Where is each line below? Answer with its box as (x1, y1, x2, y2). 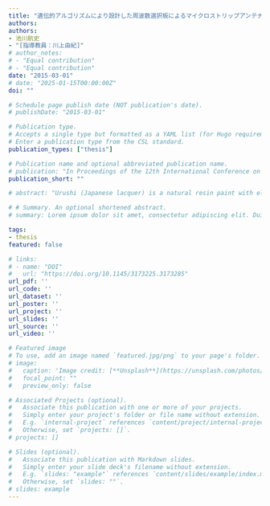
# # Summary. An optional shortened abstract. (8, 204, 167, 212)
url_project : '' (8, 307, 63, 316)
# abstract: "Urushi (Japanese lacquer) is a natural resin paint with (8, 190, 253, 198)
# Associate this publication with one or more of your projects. (8, 403, 243, 412)
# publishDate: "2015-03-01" (8, 108, 106, 116)
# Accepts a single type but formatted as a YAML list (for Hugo (8, 130, 231, 139)
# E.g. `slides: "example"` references (8, 471, 149, 479)
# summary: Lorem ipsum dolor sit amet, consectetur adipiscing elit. (8, 211, 250, 219)
